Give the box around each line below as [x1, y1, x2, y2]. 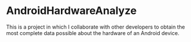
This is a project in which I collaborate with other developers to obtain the [6, 23, 185, 30]
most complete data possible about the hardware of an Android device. [6, 29, 180, 36]
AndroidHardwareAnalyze [6, 4, 137, 17]
